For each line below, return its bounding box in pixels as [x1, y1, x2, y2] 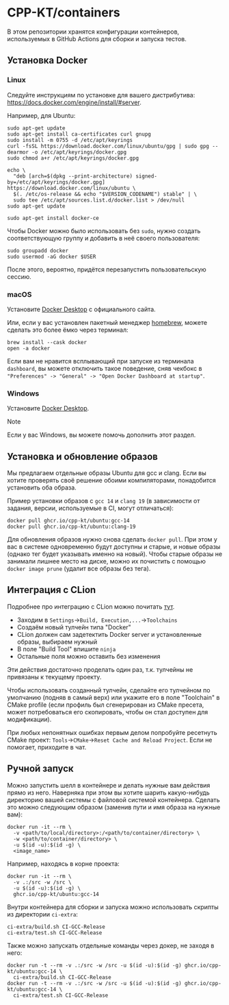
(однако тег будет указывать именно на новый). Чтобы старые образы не [7, 550, 223, 558]
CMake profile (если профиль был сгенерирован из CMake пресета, [7, 701, 204, 709]
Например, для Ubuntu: [7, 111, 76, 119]
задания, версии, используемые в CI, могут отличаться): [7, 504, 174, 512]
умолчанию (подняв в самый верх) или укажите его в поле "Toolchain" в [7, 693, 220, 701]
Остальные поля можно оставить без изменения [16, 652, 161, 660]
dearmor [7, 149, 29, 156]
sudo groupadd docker [7, 247, 69, 254]
